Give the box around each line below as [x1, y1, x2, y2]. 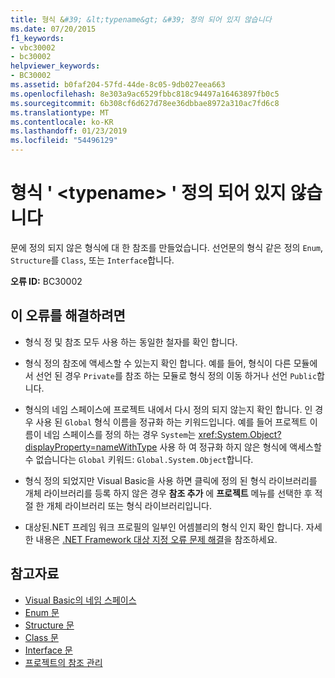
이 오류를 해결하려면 [10, 307, 126, 325]
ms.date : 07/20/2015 [10, 24, 97, 34]
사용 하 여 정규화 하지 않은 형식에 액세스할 [159, 441, 322, 453]
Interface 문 [24, 644, 73, 656]
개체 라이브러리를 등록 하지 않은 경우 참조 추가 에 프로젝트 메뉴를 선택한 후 [24, 487, 313, 499]
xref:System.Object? [198, 428, 282, 440]
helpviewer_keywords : [10, 61, 101, 71]
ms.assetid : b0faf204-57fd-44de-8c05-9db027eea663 [10, 80, 226, 90]
